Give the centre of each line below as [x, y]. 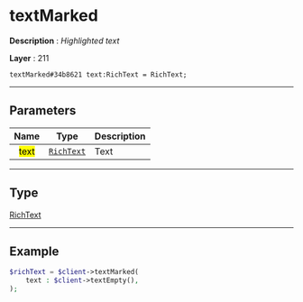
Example [34, 251]
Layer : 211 [29, 58]
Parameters [43, 110]
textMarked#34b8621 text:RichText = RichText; [98, 74]
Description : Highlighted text [64, 41]
